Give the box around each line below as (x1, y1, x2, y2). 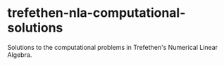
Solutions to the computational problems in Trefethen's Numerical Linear (7, 43, 218, 51)
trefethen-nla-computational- (7, 5, 186, 21)
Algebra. (7, 51, 32, 59)
